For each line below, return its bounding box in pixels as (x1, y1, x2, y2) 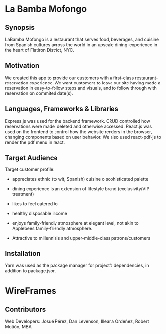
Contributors (5, 305, 46, 314)
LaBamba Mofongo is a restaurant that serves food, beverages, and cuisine (5, 36, 159, 42)
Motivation (5, 61, 40, 70)
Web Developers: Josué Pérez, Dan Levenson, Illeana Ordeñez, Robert (5, 318, 149, 324)
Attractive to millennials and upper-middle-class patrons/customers (12, 235, 151, 241)
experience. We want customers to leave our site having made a (29, 80, 161, 85)
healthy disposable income (12, 210, 68, 217)
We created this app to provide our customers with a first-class (5, 75, 134, 81)
